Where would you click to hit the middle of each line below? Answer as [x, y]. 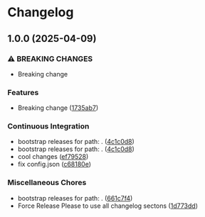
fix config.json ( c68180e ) [54, 165]
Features [23, 92]
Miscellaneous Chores [47, 183]
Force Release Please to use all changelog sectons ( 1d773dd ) [107, 206]
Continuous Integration [48, 126]
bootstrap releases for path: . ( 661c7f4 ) [75, 198]
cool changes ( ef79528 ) [53, 157]
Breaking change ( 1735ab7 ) [58, 108]
